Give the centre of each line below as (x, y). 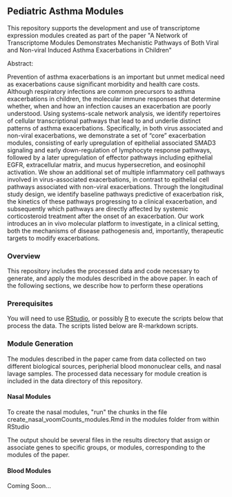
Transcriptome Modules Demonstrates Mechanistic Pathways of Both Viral (113, 42)
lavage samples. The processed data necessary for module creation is (107, 373)
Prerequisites (30, 304)
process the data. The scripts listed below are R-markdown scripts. (103, 326)
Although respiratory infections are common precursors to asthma (101, 91)
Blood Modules (29, 470)
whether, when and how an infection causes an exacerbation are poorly (109, 106)
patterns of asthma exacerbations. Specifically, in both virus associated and (115, 128)
